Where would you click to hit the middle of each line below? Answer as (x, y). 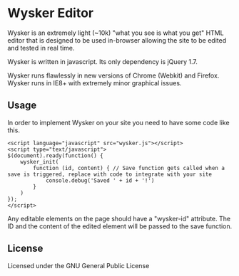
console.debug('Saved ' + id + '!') (100, 180)
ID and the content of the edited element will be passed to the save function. (120, 226)
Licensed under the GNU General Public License (78, 265)
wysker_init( (40, 161)
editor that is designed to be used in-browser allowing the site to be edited (117, 40)
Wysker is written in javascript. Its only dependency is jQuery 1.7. (103, 61)
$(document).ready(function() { (55, 155)
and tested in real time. (41, 48)
